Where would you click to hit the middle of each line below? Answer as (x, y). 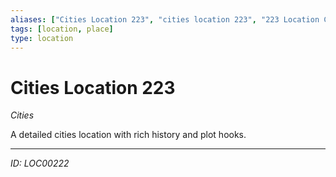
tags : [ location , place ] (62, 29)
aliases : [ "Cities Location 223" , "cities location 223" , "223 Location (165, 19)
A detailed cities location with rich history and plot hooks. (128, 135)
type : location (42, 38)
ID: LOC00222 (40, 163)
